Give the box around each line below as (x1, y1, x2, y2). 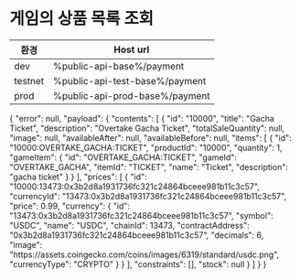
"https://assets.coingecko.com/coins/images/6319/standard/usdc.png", (9, 249, 280, 260)
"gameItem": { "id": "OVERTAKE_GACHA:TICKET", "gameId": (9, 152, 238, 163)
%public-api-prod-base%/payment (53, 89, 210, 102)
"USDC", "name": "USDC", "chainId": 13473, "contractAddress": (9, 220, 250, 231)
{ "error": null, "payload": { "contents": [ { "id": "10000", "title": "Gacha (9, 113, 274, 123)
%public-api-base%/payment (53, 59, 185, 72)
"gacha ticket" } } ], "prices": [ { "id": (9, 171, 148, 182)
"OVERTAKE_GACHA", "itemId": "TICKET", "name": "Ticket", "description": (9, 161, 288, 172)
